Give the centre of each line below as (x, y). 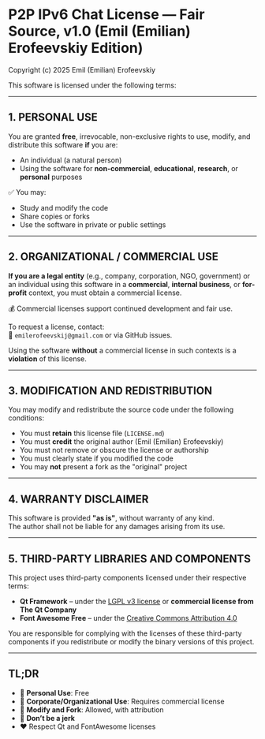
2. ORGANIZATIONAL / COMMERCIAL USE (113, 257)
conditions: (26, 418)
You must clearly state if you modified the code (96, 458)
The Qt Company (48, 610)
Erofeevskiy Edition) (76, 48)
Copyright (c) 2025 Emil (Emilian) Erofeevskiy (82, 69)
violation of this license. (47, 358)
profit (18, 293)
